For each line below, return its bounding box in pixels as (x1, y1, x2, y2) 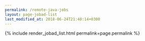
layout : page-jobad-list (5, 12, 57, 17)
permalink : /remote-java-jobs (5, 7, 69, 12)
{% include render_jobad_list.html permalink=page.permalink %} (5, 30, 140, 36)
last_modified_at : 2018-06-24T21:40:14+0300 (5, 16, 100, 21)
